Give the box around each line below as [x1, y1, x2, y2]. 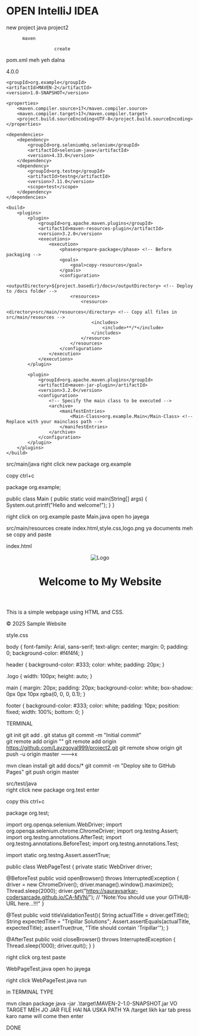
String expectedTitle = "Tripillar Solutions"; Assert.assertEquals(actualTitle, [6, 918, 191, 925]
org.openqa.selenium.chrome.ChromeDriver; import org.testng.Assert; [6, 827, 179, 834]
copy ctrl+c [6, 472, 35, 479]
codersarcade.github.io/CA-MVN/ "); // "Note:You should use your [6, 893, 167, 901]
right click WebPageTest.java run [6, 977, 87, 984]
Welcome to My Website [38, 575, 162, 589]
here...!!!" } [17, 900, 45, 907]
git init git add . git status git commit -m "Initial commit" [6, 732, 142, 739]
